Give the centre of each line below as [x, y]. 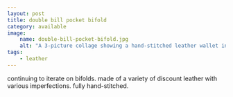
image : [17, 33]
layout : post [26, 14]
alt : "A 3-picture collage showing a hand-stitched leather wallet [119, 46]
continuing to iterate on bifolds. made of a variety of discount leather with [112, 78]
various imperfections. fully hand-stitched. [68, 86]
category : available [37, 26]
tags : [15, 53]
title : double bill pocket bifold [57, 20]
